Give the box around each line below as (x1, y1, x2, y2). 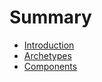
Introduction (23, 39, 75, 51)
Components (23, 60, 78, 72)
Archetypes (23, 49, 72, 61)
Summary (9, 6, 92, 29)
